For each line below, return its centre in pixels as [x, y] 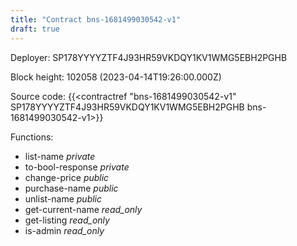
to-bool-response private [77, 167]
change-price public [67, 177]
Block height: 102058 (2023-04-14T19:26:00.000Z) [116, 77]
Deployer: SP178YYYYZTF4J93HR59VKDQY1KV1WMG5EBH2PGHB [149, 57]
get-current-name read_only [83, 209]
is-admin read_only [64, 230]
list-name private [60, 156]
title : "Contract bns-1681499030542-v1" [96, 19]
